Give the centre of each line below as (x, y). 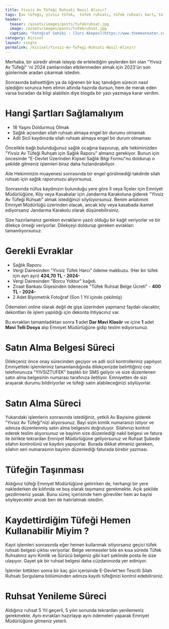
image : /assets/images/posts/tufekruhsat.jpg (58, 29)
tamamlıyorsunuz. (24, 230)
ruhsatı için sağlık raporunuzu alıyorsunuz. (49, 179)
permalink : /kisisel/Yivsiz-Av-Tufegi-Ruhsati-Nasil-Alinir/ (71, 47)
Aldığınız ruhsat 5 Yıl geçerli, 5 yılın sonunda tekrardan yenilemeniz (75, 610)
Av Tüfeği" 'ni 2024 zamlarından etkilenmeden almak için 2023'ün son (78, 67)
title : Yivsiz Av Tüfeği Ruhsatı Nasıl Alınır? (56, 10)
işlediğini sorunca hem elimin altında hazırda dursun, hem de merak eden (81, 87)
